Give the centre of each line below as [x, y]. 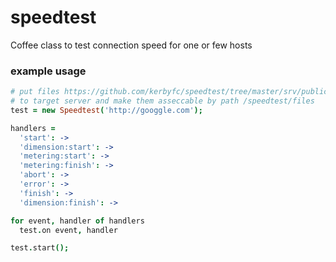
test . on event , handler [68, 230]
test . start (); [40, 248]
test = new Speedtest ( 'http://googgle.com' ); [106, 110]
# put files [35, 92]
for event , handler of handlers [77, 221]
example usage [48, 71]
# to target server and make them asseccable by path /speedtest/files [162, 101]
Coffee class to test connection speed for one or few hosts [131, 45]
